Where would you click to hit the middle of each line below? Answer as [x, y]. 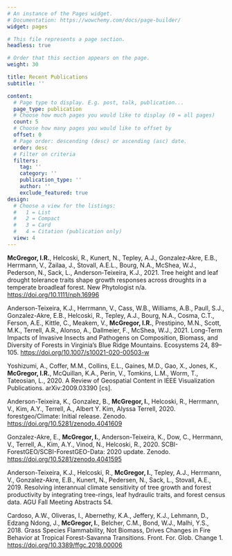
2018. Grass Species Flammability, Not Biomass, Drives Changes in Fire [109, 530]
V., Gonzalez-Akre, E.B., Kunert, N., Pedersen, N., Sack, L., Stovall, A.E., [109, 480]
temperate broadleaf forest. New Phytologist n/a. [77, 287]
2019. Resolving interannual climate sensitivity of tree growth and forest [109, 487]
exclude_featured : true [54, 193]
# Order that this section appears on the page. [79, 58]
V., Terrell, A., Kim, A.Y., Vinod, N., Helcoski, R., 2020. [84, 444]
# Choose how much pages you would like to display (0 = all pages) [114, 115]
